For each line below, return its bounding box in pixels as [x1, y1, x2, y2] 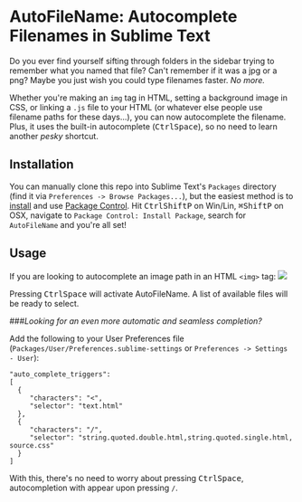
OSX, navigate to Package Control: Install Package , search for [9, 210, 247, 221]
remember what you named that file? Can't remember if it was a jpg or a [9, 65, 278, 76]
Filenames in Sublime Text [9, 25, 211, 46]
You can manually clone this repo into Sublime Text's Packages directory [9, 181, 278, 192]
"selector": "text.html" [29, 401, 124, 411]
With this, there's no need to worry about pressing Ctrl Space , [9, 472, 244, 483]
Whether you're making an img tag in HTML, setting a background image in [9, 92, 288, 103]
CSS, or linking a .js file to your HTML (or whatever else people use [9, 101, 263, 112]
